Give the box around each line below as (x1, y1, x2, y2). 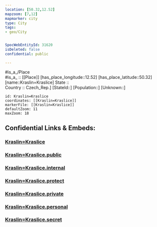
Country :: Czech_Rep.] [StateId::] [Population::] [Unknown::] (5, 84, 126, 90)
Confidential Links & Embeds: (5, 124, 96, 132)
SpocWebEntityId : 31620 (5, 43, 53, 47)
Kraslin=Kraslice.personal (5, 203, 68, 210)
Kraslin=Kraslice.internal (5, 164, 65, 171)
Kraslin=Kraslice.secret (5, 216, 62, 223)
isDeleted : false (5, 47, 40, 52)
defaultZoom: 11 (5, 106, 38, 111)
